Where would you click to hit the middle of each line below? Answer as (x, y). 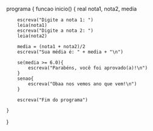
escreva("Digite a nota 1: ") (56, 20)
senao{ (25, 79)
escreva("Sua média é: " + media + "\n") (70, 52)
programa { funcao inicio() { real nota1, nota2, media (72, 9)
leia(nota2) (32, 36)
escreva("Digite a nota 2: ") (56, 30)
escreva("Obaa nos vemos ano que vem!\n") (83, 84)
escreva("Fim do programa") (53, 100)
